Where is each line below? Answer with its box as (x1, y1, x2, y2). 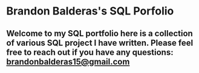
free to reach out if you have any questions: (6, 47, 174, 57)
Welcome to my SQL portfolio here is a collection (6, 28, 194, 39)
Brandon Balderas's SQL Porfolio (6, 4, 174, 18)
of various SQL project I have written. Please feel (6, 37, 194, 48)
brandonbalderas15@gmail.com (6, 56, 130, 67)
